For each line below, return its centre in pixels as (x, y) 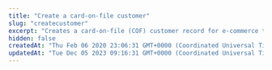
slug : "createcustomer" (49, 23)
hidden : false (32, 38)
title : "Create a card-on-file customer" (79, 16)
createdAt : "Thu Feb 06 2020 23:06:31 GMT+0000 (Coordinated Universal (132, 46)
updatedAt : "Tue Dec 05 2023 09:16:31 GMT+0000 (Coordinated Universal (132, 53)
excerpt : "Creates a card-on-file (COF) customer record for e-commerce (134, 31)
